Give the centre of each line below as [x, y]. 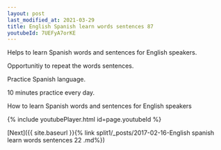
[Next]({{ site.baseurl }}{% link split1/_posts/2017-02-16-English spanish [111, 133]
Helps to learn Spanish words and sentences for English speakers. [102, 53]
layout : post [26, 13]
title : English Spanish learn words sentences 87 [81, 26]
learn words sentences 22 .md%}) [56, 140]
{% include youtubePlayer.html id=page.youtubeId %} [84, 120]
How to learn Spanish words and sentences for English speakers [100, 106]
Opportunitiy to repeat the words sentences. [71, 66]
